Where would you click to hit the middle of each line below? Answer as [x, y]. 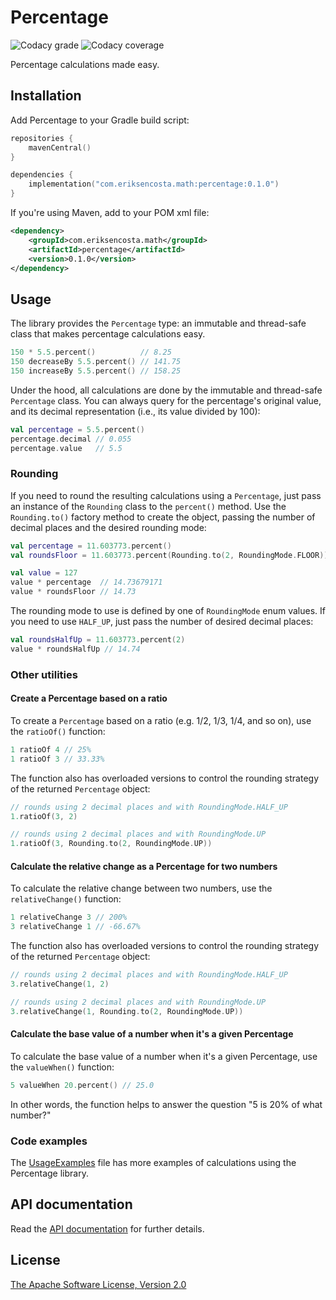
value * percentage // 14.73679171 [86, 582]
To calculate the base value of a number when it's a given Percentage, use [164, 1056]
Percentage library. [49, 1173]
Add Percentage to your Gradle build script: [100, 120]
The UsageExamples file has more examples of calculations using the [153, 1163]
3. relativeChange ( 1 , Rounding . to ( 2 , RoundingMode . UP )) [127, 1011]
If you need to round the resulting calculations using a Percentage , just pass [166, 495]
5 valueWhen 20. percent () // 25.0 [82, 1085]
